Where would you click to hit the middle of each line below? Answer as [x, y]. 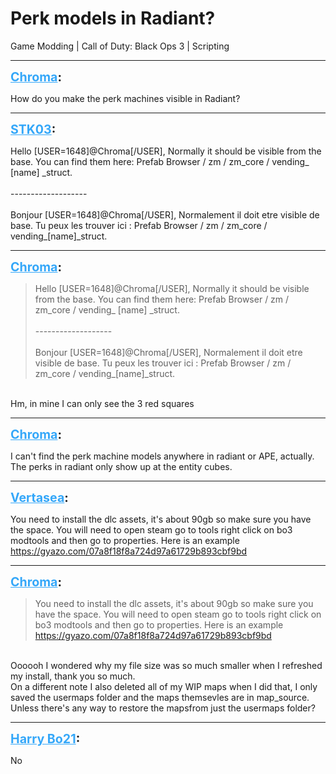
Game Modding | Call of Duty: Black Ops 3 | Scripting [120, 46]
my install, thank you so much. [73, 676]
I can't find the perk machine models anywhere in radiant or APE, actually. [162, 456]
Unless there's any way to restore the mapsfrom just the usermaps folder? [163, 708]
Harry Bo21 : [45, 738]
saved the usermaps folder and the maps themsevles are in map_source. [160, 697]
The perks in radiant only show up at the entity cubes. [121, 466]
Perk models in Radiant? [113, 18]
